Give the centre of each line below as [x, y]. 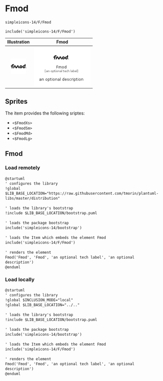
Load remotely [23, 168]
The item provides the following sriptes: [45, 113]
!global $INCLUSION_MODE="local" [39, 300]
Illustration [19, 42]
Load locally [20, 279]
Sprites [16, 101]
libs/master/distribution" [33, 198]
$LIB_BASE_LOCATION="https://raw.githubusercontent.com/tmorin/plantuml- [82, 193]
